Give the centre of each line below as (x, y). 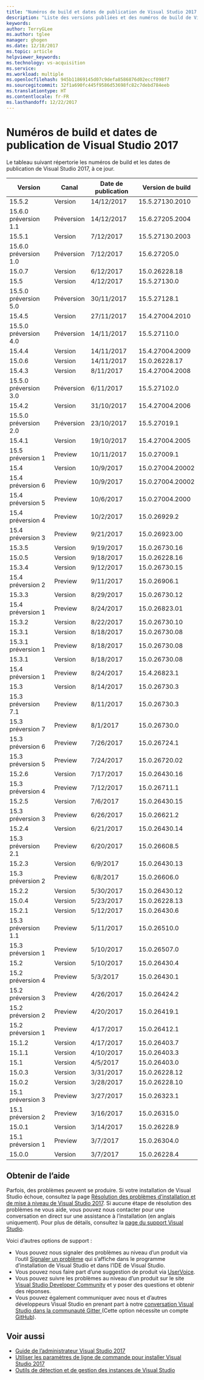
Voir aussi (25, 1336)
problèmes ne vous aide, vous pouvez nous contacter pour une (86, 1210)
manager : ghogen (27, 40)
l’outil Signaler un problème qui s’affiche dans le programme (90, 1259)
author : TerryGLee (29, 29)
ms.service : (21, 68)
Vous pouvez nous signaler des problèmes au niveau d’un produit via (101, 1252)
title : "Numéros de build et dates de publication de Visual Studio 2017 (102, 12)
